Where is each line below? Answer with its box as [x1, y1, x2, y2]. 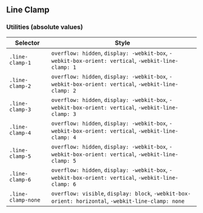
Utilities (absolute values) [6, 23, 83, 31]
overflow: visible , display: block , [51, 189, 152, 197]
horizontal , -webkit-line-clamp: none [76, 196, 185, 205]
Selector [14, 39, 40, 47]
